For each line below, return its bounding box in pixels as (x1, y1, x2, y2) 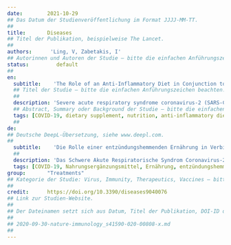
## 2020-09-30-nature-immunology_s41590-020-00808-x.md (7, 220, 170, 227)
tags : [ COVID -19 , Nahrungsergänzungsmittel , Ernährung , (13, 163, 177, 170)
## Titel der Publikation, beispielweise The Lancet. (7, 36, 165, 43)
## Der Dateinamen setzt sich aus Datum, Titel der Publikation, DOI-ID (7, 208, 220, 215)
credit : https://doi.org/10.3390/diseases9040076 (7, 189, 168, 196)
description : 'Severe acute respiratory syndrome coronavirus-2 (13, 100, 201, 106)
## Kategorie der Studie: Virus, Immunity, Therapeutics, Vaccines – (7, 176, 211, 183)
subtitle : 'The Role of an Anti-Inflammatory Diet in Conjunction (13, 80, 217, 87)
